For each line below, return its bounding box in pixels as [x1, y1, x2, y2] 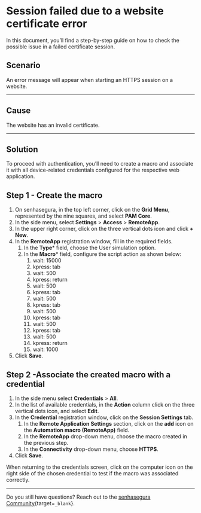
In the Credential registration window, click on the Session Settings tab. [14, 414, 193, 421]
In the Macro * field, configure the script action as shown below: [23, 251, 181, 258]
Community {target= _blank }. [6, 500, 75, 506]
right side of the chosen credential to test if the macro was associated [6, 470, 179, 477]
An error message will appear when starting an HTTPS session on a [6, 76, 173, 83]
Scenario [6, 60, 41, 71]
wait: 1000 [32, 346, 59, 353]
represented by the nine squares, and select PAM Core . [14, 212, 153, 219]
